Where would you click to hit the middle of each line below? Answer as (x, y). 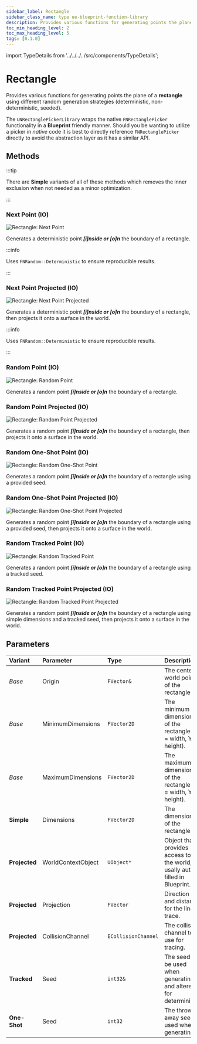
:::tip (11, 170)
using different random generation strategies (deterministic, (78, 101)
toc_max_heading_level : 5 (38, 33)
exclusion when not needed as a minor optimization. (69, 188)
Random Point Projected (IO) (47, 407)
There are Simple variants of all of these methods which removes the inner (96, 182)
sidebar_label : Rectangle (38, 11)
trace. (172, 916)
